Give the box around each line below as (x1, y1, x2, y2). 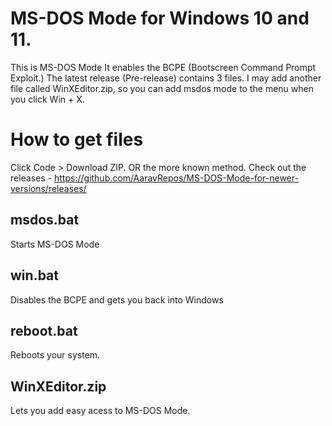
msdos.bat (10, 212, 80, 229)
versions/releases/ (10, 182, 87, 194)
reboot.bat (10, 322, 78, 339)
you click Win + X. (10, 93, 85, 105)
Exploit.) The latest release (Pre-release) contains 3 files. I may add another (10, 72, 322, 84)
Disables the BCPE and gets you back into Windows (10, 293, 224, 306)
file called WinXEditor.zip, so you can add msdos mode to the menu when (10, 82, 314, 94)
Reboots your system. (10, 349, 101, 361)
